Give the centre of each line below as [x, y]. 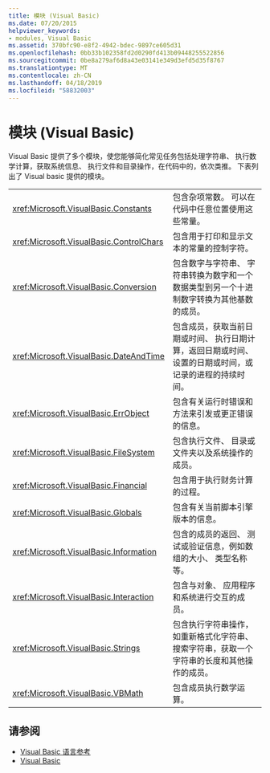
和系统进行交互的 [205, 597]
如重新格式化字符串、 [213, 637]
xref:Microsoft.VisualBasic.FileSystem [84, 453]
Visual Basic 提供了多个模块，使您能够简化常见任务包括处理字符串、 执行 [129, 157]
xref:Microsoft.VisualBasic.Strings [76, 649]
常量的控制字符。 [221, 248]
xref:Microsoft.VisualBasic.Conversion [84, 287]
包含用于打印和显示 [209, 236]
